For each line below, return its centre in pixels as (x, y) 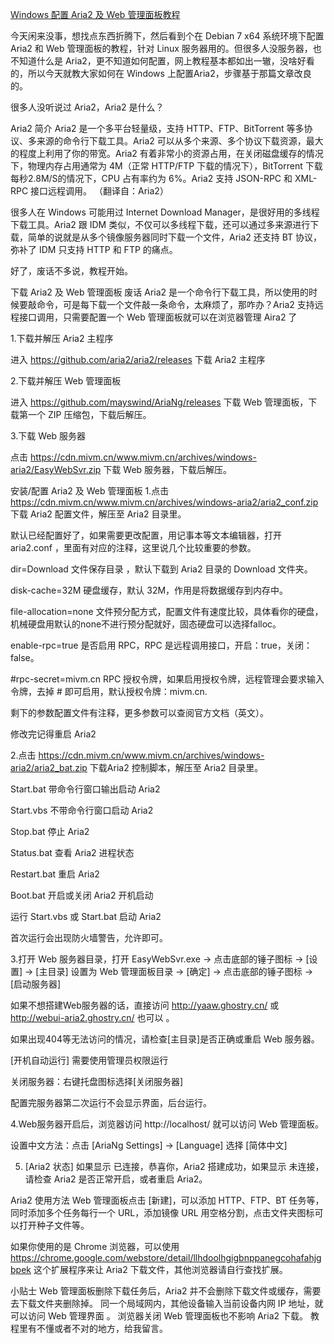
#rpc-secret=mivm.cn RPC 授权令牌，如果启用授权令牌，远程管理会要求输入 (167, 679)
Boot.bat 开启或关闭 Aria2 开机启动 (82, 895)
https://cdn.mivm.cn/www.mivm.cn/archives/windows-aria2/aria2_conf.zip (164, 502)
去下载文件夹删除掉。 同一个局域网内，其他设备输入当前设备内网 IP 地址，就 (167, 1303)
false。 (25, 657)
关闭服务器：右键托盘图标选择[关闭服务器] (97, 1081)
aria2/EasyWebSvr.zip (56, 469)
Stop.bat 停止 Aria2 (50, 831)
